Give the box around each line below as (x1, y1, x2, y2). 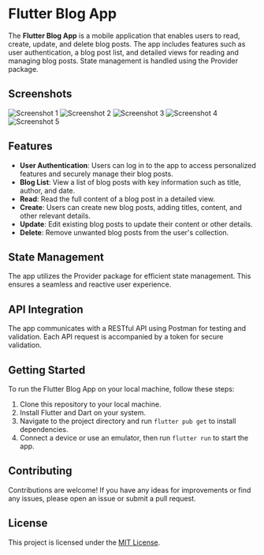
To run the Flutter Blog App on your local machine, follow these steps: (8, 384, 235, 393)
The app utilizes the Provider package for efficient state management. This (8, 272, 251, 281)
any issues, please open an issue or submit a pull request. (8, 493, 196, 503)
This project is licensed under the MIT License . (8, 538, 161, 547)
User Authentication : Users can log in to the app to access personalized (19, 160, 256, 170)
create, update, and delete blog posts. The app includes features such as (8, 39, 246, 48)
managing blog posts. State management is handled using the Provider (8, 56, 239, 66)
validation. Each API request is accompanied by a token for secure (8, 332, 224, 342)
